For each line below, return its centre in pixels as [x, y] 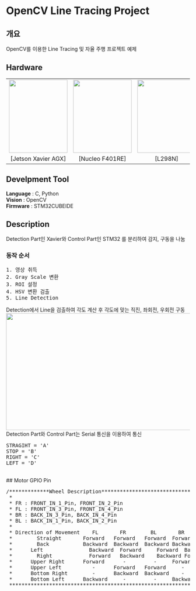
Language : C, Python [33, 193]
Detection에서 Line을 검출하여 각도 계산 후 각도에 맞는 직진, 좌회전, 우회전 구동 [96, 310]
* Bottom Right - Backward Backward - [97, 573]
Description [28, 224]
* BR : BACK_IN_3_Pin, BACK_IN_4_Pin [63, 515]
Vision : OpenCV [26, 199]
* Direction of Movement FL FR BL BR [97, 532]
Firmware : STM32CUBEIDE [40, 206]
